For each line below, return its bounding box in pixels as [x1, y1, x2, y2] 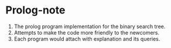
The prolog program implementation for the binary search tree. [13, 23, 166, 30]
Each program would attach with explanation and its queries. [13, 35, 160, 42]
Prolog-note [5, 4, 66, 17]
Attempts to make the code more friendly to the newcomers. [13, 29, 160, 36]
